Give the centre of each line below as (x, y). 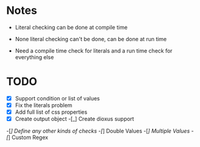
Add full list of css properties (51, 112)
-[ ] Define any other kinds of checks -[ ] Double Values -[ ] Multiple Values (98, 131)
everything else (35, 57)
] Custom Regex (28, 137)
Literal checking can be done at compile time (71, 27)
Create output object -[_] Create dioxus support (75, 119)
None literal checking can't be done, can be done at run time (91, 39)
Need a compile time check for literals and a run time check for (94, 51)
